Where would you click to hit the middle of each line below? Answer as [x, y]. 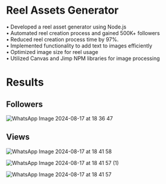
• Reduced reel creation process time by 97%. [63, 39]
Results [25, 82]
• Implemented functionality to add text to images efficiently [79, 46]
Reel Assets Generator [63, 10]
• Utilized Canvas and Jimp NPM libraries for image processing [83, 58]
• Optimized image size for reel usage [52, 52]
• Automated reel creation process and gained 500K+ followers [83, 33]
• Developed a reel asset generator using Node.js [66, 27]
